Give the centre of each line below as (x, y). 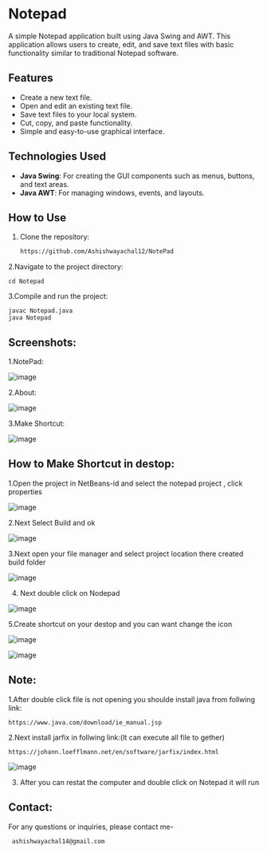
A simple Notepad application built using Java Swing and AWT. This (120, 36)
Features (31, 78)
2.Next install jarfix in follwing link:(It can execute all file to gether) (117, 737)
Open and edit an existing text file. (76, 105)
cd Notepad (26, 282)
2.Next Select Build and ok (52, 522)
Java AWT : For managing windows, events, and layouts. (112, 192)
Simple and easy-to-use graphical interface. (92, 131)
